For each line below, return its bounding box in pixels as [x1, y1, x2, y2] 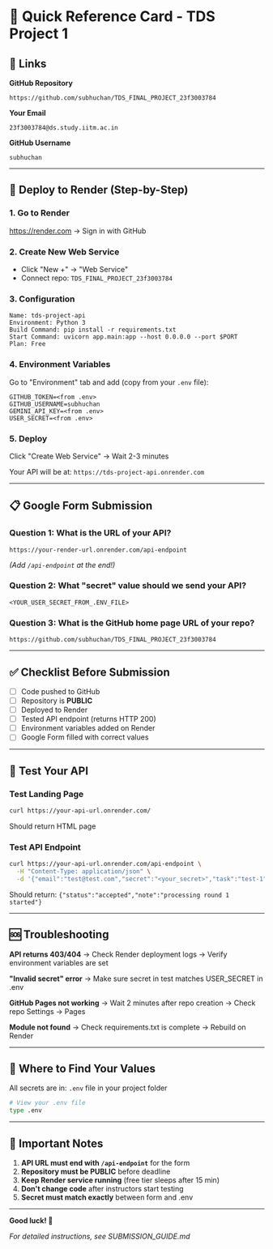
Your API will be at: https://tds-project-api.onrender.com [9, 467, 205, 476]
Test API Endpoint [9, 842, 82, 853]
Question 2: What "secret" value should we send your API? [9, 580, 246, 591]
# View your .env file [9, 1099, 86, 1107]
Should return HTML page [9, 821, 96, 831]
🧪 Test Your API [9, 764, 88, 778]
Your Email [9, 109, 47, 117]
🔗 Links [9, 57, 47, 70]
